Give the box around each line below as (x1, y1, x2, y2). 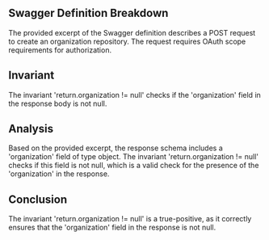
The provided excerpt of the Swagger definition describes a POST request (8, 27, 256, 37)
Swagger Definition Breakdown (8, 6, 169, 20)
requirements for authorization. (8, 44, 111, 55)
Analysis (8, 122, 54, 136)
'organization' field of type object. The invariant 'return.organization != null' (8, 152, 259, 162)
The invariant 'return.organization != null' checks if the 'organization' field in (8, 90, 261, 99)
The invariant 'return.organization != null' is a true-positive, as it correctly (8, 214, 252, 224)
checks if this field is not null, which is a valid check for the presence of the (8, 161, 259, 171)
